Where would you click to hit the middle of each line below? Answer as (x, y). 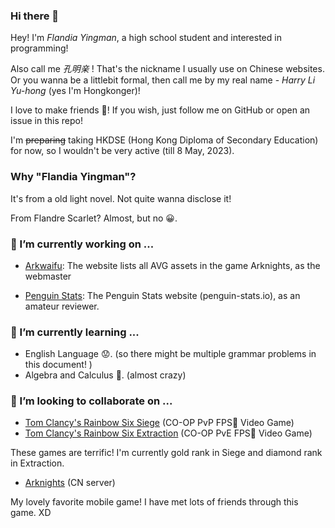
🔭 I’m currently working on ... (82, 244)
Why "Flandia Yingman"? (73, 177)
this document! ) (58, 365)
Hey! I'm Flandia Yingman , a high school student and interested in (146, 38)
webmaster (48, 276)
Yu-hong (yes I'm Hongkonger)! (75, 91)
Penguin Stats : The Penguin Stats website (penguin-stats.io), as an (162, 295)
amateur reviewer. (62, 306)
